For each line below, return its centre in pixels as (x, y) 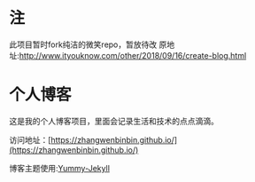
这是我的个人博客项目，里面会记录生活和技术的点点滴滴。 (114, 121)
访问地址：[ (30, 139)
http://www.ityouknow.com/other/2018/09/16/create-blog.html (133, 55)
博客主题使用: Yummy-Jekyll (60, 168)
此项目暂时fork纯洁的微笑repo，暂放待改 (83, 44)
